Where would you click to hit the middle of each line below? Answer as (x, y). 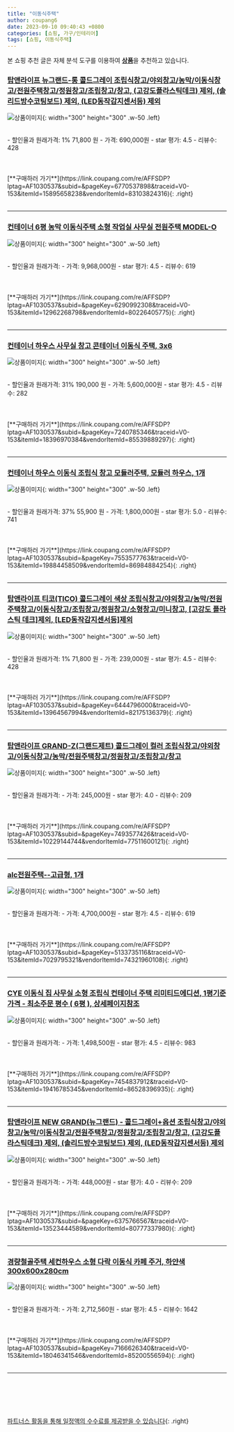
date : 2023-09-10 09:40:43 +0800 (56, 27)
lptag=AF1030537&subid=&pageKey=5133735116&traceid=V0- (96, 953)
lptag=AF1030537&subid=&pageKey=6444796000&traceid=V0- (99, 705)
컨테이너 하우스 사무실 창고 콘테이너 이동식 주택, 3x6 (90, 345)
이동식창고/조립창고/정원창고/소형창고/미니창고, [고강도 (124, 609)
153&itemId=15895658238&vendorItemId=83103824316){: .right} (100, 194)
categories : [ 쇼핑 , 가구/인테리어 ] (53, 33)
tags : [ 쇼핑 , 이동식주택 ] (40, 40)
